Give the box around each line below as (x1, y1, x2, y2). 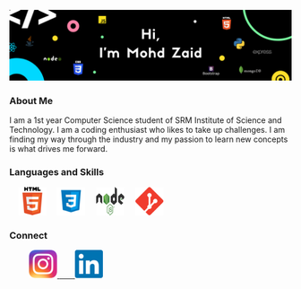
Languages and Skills (9, 166, 105, 179)
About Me (9, 94, 54, 107)
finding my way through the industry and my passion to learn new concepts (9, 134, 288, 144)
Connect (9, 229, 47, 241)
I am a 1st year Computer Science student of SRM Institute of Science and (9, 115, 282, 126)
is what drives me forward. (9, 144, 108, 154)
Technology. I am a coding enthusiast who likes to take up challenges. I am (9, 125, 286, 136)
